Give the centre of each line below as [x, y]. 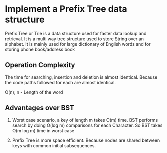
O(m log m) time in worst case [43, 130]
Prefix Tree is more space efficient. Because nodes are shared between [86, 140]
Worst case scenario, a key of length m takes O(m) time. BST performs [85, 120]
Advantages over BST [40, 108]
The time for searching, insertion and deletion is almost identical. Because [81, 77]
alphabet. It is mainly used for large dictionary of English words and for [78, 44]
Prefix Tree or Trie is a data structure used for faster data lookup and [76, 33]
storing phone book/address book [40, 49]
